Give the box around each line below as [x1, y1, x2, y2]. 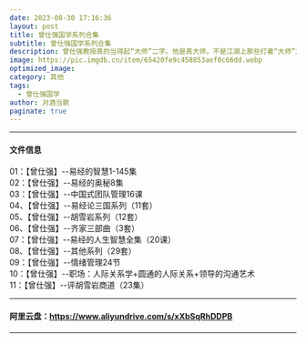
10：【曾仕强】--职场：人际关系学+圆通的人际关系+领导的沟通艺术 [9, 268, 255, 279]
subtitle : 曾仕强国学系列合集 [9, 38, 112, 48]
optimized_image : [9, 65, 76, 74]
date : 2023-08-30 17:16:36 [9, 13, 112, 23]
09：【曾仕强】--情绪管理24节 [9, 257, 121, 268]
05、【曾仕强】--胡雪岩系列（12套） [9, 211, 143, 223]
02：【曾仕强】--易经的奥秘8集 [9, 177, 124, 188]
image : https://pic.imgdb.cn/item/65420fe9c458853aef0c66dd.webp [9, 55, 262, 65]
